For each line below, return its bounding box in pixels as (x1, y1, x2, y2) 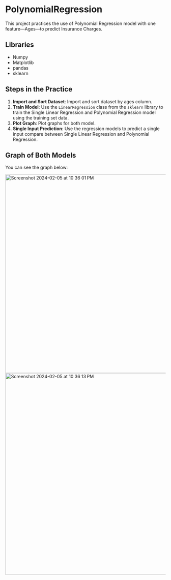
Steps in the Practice (5, 85, 73, 94)
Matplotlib (12, 59, 34, 66)
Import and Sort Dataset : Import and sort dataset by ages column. (12, 98, 153, 105)
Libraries (5, 41, 34, 49)
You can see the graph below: (5, 164, 68, 171)
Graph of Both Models (5, 151, 76, 160)
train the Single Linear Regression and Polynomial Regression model (12, 109, 156, 115)
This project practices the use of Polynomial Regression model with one (5, 20, 156, 26)
